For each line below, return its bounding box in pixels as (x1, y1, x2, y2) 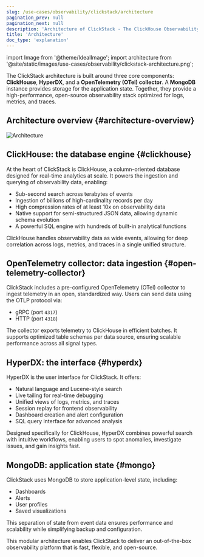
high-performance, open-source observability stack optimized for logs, (6, 92, 185, 99)
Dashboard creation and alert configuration (15, 411, 123, 418)
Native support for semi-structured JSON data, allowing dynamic (15, 209, 178, 216)
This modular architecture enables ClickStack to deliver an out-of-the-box (6, 538, 191, 545)
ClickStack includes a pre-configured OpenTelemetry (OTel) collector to (6, 284, 186, 291)
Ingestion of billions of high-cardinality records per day (15, 196, 153, 204)
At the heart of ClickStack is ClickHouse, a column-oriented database (6, 165, 180, 173)
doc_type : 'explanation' (6, 37, 69, 43)
